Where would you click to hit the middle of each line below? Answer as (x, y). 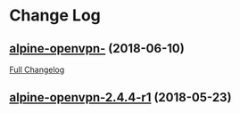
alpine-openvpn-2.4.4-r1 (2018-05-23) (120, 97)
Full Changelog (37, 69)
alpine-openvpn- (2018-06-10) (97, 48)
